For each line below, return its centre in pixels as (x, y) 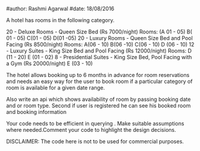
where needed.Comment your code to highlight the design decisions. (91, 130)
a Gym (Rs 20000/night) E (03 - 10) (50, 63)
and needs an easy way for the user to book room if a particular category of (99, 81)
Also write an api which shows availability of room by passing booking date (99, 99)
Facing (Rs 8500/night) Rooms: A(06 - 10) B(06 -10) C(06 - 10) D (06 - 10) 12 (100, 44)
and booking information (36, 112)
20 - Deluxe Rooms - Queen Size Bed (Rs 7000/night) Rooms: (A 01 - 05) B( (99, 32)
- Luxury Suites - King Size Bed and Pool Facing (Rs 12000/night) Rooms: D (99, 51)
